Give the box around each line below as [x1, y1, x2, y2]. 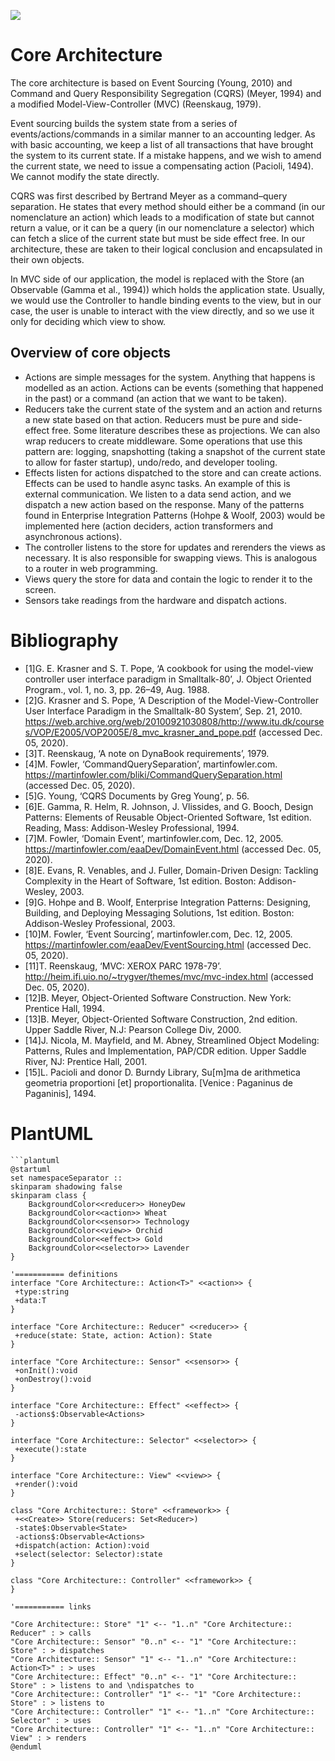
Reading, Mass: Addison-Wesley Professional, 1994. [24, 821, 240, 834]
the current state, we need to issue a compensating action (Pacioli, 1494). [10, 160, 314, 172]
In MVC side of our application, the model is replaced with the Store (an [10, 273, 305, 285]
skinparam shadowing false [10, 1181, 123, 1192]
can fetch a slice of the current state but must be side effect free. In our [10, 232, 306, 244]
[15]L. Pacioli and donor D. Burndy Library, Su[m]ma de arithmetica [24, 1066, 301, 1078]
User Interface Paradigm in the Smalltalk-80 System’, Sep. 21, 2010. [24, 705, 303, 717]
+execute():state [14, 1444, 87, 1454]
